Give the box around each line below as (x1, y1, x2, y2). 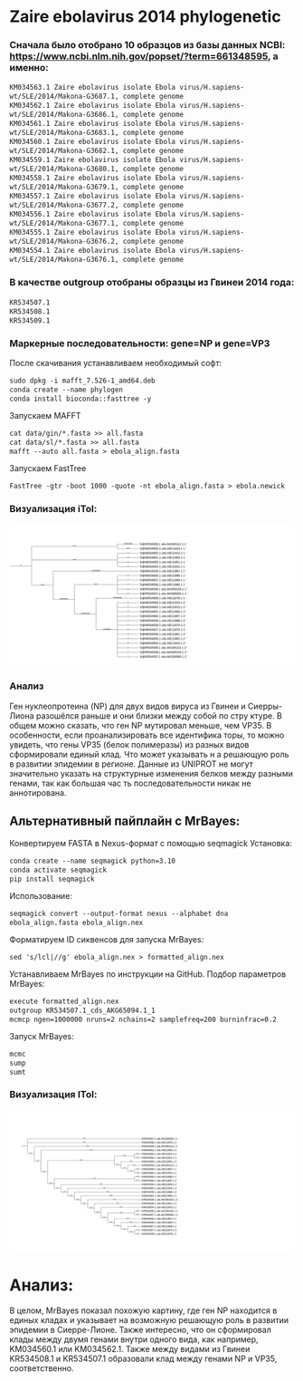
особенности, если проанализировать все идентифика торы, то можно (9, 729, 285, 740)
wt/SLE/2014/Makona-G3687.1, (9, 92, 119, 101)
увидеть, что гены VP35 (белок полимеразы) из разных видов (9, 739, 250, 749)
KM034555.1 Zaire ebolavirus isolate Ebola (9, 228, 176, 237)
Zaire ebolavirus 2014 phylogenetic (9, 6, 282, 27)
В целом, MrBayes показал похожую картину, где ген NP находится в (9, 1305, 278, 1316)
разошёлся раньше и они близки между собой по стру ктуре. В (35, 710, 283, 721)
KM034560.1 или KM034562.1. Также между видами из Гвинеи (9, 1343, 251, 1354)
